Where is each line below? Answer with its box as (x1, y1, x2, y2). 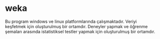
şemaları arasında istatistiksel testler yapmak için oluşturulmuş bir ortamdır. (5, 29, 155, 34)
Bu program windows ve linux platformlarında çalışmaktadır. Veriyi (5, 19, 137, 24)
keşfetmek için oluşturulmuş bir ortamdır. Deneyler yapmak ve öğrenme (5, 23, 148, 29)
